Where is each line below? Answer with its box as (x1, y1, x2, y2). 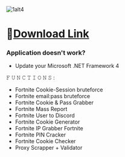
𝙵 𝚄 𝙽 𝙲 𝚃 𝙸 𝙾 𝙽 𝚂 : (6, 74, 56, 81)
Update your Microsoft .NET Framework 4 (14, 62, 120, 70)
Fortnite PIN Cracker (14, 131, 66, 139)
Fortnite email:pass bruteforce (14, 93, 91, 100)
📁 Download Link (6, 27, 89, 41)
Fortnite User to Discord (14, 112, 75, 119)
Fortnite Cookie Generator (14, 118, 80, 125)
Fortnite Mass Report (14, 105, 68, 113)
